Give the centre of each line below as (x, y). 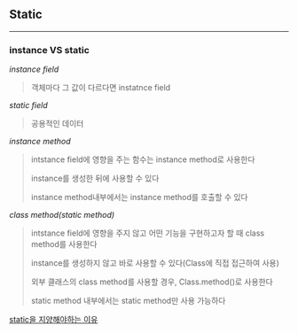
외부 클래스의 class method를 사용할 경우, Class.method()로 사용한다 (152, 282)
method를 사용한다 (64, 244)
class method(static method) (62, 215)
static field (29, 105)
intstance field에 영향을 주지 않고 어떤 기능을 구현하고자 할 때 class (147, 233)
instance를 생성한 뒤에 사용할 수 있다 (95, 178)
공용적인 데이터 (57, 124)
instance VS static (50, 50)
